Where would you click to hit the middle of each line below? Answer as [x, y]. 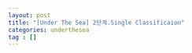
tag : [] [22, 37]
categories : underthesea [49, 30]
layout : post [30, 15]
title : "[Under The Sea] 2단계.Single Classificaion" [96, 23]
